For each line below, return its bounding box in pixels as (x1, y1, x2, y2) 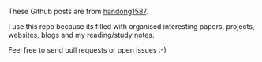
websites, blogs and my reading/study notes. (8, 31, 155, 39)
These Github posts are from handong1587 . (8, 7, 148, 16)
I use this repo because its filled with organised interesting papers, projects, (8, 22, 255, 31)
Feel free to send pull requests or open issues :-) (8, 46, 167, 54)
